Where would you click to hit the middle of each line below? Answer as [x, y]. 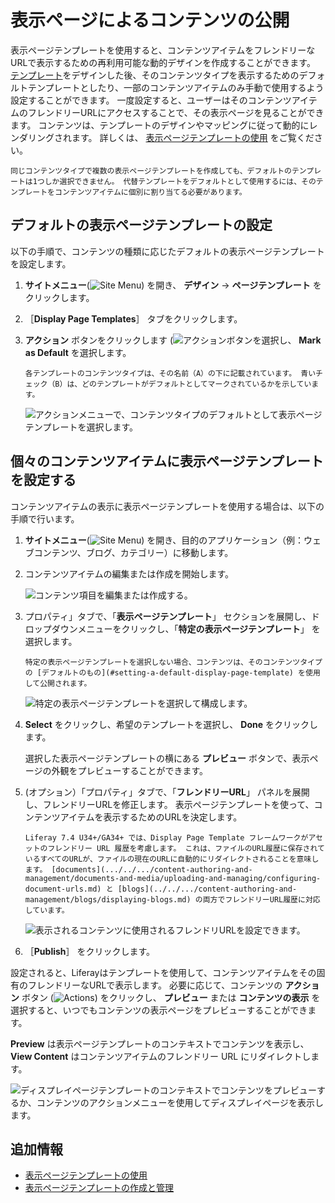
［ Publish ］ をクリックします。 [90, 951]
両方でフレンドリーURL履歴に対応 [261, 899]
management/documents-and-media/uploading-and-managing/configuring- [173, 878]
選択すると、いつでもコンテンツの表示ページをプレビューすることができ [159, 1010]
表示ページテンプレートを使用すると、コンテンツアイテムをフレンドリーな [163, 50]
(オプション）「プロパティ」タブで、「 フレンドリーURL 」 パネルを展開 [167, 792]
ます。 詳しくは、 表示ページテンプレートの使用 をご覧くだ [193, 137]
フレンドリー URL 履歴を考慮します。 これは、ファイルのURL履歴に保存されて [186, 848]
